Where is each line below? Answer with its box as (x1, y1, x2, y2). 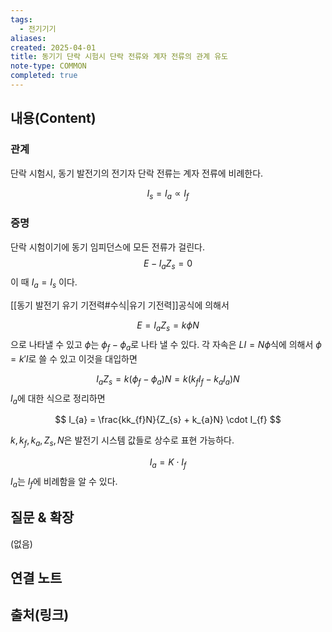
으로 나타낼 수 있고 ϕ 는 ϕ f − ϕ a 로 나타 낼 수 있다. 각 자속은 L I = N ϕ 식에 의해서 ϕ (10, 339, 322, 353)
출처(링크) (10, 607, 70, 624)
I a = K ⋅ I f (149, 456, 187, 471)
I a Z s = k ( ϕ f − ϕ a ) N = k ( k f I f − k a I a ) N (96, 372, 240, 387)
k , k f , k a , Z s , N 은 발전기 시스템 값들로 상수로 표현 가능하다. (10, 434, 235, 449)
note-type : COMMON (10, 61, 87, 71)
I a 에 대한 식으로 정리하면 (10, 392, 106, 406)
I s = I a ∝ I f (146, 187, 190, 201)
